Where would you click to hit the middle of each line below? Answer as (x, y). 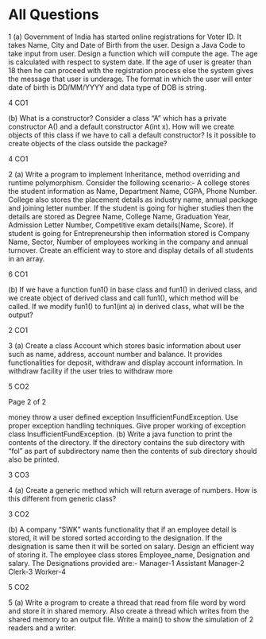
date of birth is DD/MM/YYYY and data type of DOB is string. (108, 87)
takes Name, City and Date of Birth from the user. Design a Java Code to (127, 45)
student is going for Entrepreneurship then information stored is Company (129, 233)
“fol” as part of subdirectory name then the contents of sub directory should (133, 451)
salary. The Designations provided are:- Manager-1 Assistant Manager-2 (126, 563)
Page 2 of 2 (27, 401)
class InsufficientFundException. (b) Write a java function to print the (120, 434)
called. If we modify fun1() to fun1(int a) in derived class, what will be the (126, 306)
